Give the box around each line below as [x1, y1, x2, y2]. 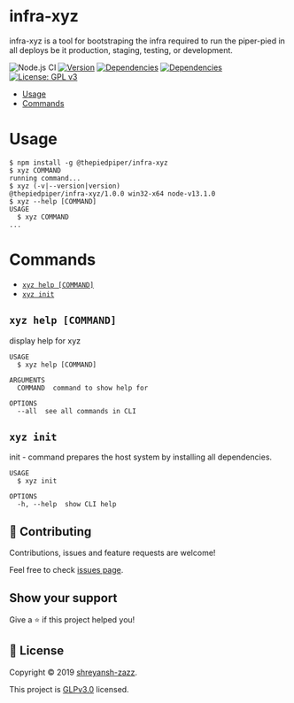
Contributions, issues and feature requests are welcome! [9, 547, 216, 559]
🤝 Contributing [9, 524, 92, 539]
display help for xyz [9, 335, 81, 346]
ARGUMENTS [9, 375, 46, 384]
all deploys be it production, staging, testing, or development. [9, 44, 233, 55]
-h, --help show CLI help [17, 500, 117, 509]
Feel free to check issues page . [9, 565, 124, 576]
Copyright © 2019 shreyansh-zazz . [9, 667, 138, 677]
